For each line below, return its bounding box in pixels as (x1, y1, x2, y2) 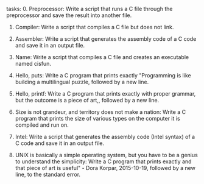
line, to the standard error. (15, 171, 81, 178)
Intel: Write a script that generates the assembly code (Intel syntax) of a (15, 133, 195, 140)
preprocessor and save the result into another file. (6, 12, 132, 19)
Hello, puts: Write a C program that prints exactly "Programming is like (15, 72, 191, 79)
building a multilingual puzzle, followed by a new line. (15, 79, 149, 85)
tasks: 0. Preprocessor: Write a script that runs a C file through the (6, 5, 173, 12)
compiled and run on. (15, 121, 69, 129)
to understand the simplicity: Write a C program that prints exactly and (15, 158, 192, 165)
